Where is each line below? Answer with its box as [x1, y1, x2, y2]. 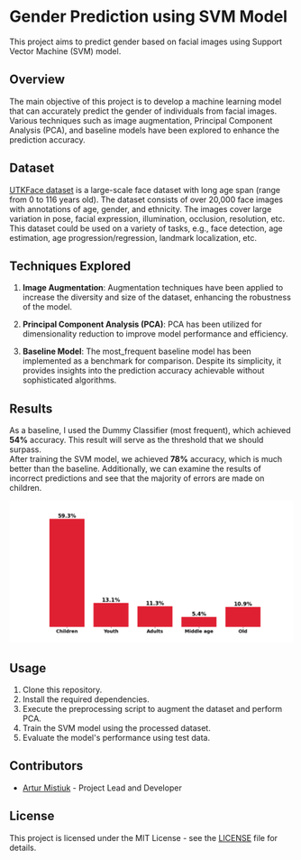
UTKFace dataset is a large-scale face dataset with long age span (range [9, 184, 281, 195]
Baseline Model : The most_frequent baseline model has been [22, 346, 252, 357]
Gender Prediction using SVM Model [9, 6, 288, 27]
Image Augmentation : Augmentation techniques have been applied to [22, 282, 284, 293]
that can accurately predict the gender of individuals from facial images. [9, 106, 278, 116]
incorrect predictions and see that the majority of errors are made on [9, 473, 265, 484]
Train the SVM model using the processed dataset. [22, 723, 212, 733]
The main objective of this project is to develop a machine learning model [9, 96, 282, 106]
